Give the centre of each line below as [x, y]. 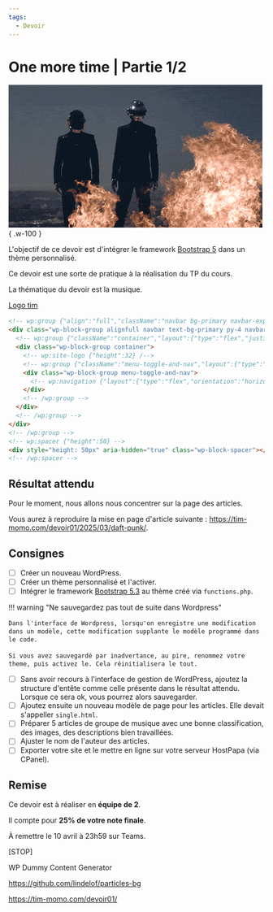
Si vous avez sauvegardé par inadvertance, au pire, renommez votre [127, 656]
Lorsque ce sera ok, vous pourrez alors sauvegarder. [108, 697]
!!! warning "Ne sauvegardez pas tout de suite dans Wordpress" [115, 608]
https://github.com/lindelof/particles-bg [75, 884]
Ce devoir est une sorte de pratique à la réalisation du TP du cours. [121, 274]
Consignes [37, 553]
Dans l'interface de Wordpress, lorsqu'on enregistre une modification [132, 623]
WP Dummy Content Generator [60, 868]
